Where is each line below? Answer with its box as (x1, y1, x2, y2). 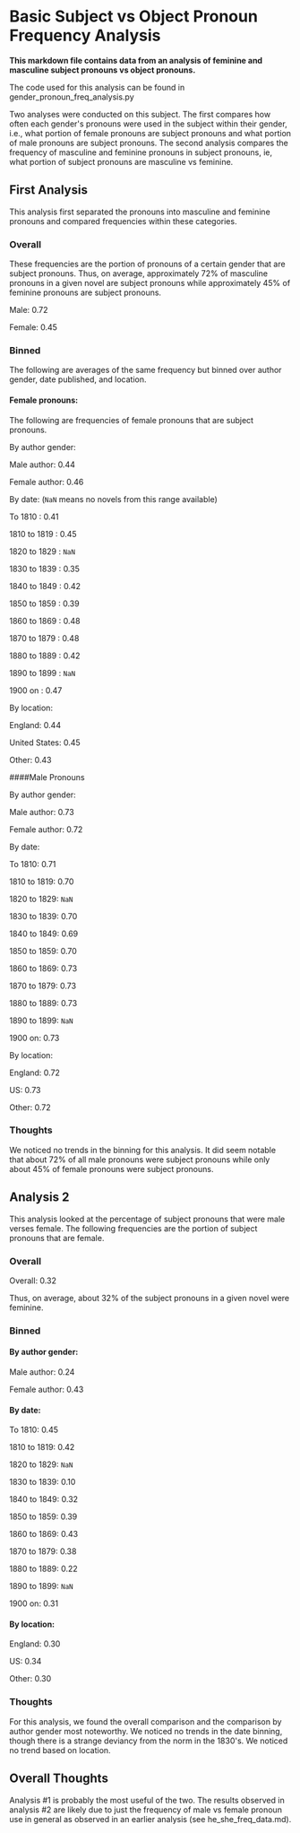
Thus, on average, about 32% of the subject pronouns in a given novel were (9, 1292, 290, 1303)
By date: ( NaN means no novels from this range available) (9, 493, 218, 504)
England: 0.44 (9, 719, 61, 730)
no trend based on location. (9, 1744, 111, 1755)
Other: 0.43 (9, 754, 52, 765)
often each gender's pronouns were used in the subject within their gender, (9, 118, 288, 129)
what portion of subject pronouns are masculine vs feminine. (9, 156, 234, 167)
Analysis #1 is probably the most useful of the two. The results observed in (9, 1794, 285, 1805)
